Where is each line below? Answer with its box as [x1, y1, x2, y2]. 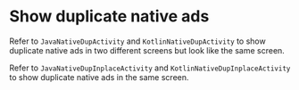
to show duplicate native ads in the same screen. [9, 71, 189, 82]
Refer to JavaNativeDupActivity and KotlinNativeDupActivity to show [9, 36, 266, 46]
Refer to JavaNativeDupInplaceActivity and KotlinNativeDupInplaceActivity [9, 62, 291, 73]
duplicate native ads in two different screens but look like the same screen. [9, 45, 286, 55]
